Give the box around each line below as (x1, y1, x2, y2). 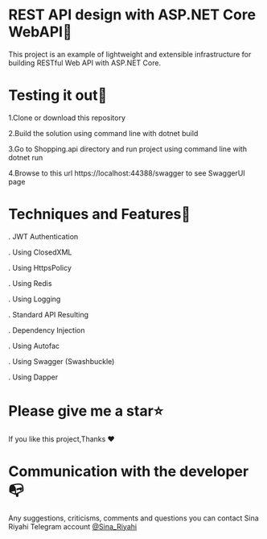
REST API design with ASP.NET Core (8, 6, 256, 24)
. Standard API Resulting (8, 309, 89, 319)
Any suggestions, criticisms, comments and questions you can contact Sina (8, 513, 259, 523)
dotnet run (8, 152, 43, 162)
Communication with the (8, 462, 177, 480)
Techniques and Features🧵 (8, 205, 191, 223)
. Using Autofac (8, 341, 60, 350)
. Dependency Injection (8, 325, 85, 335)
